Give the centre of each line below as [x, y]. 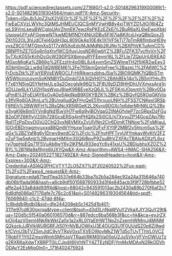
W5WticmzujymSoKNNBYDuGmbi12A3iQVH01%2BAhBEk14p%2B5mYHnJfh [86, 78]
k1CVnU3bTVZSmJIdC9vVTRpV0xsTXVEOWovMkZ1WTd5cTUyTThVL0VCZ [85, 231]
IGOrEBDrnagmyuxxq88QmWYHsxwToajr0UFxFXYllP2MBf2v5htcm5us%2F [85, 127]
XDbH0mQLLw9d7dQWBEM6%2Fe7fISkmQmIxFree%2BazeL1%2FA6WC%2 [86, 67]
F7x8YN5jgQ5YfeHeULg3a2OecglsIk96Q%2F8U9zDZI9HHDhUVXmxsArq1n [86, 84]
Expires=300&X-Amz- [29, 160]
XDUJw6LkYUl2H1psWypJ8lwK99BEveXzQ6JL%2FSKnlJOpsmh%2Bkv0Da [85, 89]
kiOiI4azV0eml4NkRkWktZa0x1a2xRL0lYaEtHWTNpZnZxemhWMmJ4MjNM [85, 220]
